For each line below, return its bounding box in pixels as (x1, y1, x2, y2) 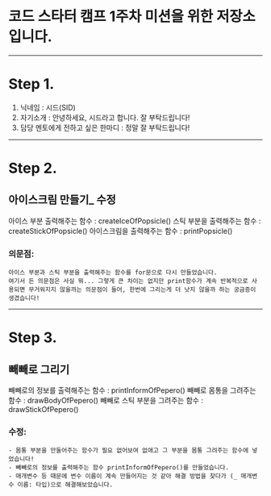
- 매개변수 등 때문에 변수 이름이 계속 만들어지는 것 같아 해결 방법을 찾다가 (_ (8, 473, 238, 481)
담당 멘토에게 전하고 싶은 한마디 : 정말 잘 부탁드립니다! (19, 123, 190, 132)
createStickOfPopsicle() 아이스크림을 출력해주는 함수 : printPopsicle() (8, 226, 233, 235)
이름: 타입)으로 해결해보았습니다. (17, 481, 114, 489)
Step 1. (8, 75, 55, 94)
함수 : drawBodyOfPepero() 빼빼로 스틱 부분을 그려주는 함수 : (8, 396, 204, 406)
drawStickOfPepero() (8, 405, 79, 415)
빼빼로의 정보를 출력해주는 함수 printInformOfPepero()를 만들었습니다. (15, 464, 230, 472)
